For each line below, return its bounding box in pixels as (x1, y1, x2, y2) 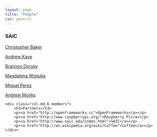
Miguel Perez (5, 82, 32, 88)
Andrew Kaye (5, 53, 32, 59)
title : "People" (5, 12, 38, 17)
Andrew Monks (5, 92, 36, 98)
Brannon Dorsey (5, 63, 38, 69)
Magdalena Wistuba (5, 73, 46, 79)
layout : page (5, 7, 32, 12)
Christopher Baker (5, 44, 42, 50)
